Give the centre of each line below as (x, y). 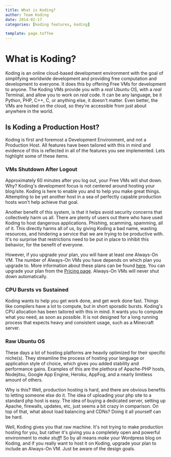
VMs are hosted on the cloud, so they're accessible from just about (76, 106)
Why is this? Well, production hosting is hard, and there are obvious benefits (86, 389)
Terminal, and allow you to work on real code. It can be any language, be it (84, 95)
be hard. (14, 417)
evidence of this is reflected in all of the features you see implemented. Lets (85, 150)
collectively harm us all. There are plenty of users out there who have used (84, 218)
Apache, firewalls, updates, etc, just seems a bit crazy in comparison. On (82, 406)
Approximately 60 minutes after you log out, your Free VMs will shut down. (84, 180)
